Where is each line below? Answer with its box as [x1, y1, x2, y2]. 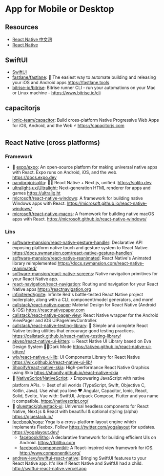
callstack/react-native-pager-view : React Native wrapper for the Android [12, 312, 159, 318]
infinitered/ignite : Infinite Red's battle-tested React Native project [12, 291, 143, 297]
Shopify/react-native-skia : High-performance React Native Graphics [12, 364, 150, 370]
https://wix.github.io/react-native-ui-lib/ [12, 359, 93, 365]
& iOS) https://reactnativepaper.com [12, 307, 85, 313]
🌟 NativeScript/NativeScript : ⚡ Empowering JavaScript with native [12, 375, 145, 381]
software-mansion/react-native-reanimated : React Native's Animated [12, 255, 151, 261]
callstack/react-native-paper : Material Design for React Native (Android [12, 302, 156, 307]
